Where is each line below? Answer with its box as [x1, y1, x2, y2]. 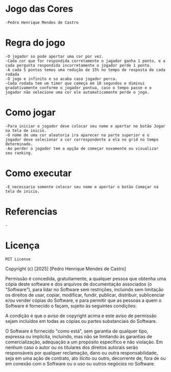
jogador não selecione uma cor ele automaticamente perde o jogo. [5, 90, 150, 95]
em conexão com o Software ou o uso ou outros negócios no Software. [5, 360, 156, 366]
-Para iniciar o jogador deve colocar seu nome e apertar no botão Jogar [5, 123, 166, 128]
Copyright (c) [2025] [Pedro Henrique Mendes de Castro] [5, 266, 127, 272]
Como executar [5, 167, 72, 179]
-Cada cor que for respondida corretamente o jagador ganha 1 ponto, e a [5, 58, 166, 63]
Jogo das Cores [5, 3, 74, 15]
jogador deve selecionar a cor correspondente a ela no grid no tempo [5, 137, 159, 142]
